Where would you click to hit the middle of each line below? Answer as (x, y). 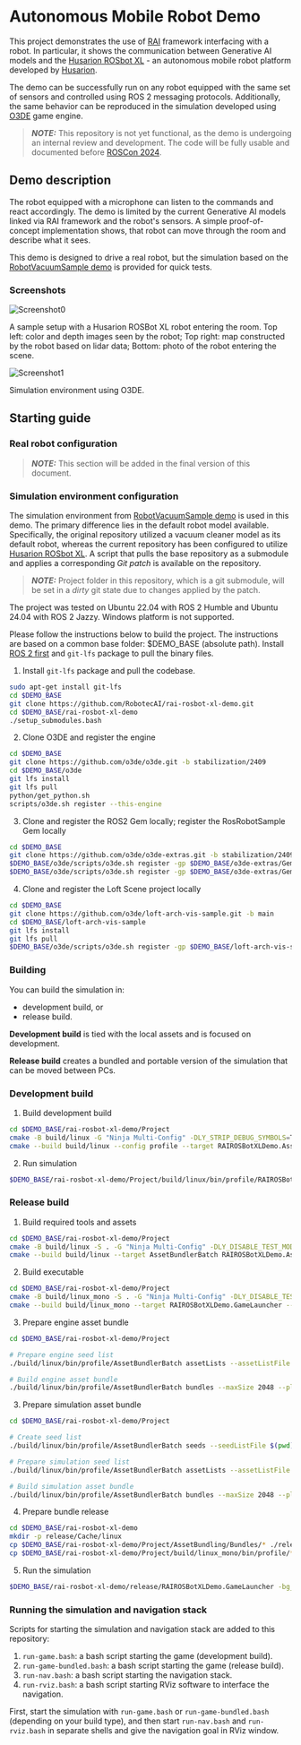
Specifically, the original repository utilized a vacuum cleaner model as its (145, 535)
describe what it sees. (50, 240)
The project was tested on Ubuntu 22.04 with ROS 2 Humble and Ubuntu (144, 607)
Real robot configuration (64, 443)
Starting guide (50, 418)
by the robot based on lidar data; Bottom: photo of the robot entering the (143, 346)
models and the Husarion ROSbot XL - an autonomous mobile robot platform (150, 60)
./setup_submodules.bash (56, 720)
